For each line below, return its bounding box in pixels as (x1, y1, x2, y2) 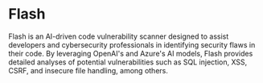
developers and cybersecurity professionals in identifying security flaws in (8, 39, 256, 49)
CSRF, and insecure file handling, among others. (8, 65, 169, 75)
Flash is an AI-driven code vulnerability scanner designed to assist (8, 31, 229, 41)
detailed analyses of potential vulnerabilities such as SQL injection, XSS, (8, 57, 248, 67)
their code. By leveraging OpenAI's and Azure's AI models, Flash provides (8, 48, 253, 58)
